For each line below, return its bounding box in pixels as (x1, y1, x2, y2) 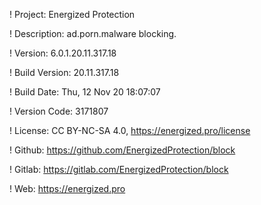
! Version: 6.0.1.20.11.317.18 (9, 47, 117, 59)
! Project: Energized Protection (9, 9, 136, 20)
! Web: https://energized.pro (9, 183, 126, 194)
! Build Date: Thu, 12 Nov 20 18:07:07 (9, 86, 161, 98)
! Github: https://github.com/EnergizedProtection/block (9, 144, 236, 156)
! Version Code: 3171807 (9, 105, 109, 117)
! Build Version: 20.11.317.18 (9, 67, 120, 78)
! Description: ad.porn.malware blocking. (9, 28, 177, 39)
